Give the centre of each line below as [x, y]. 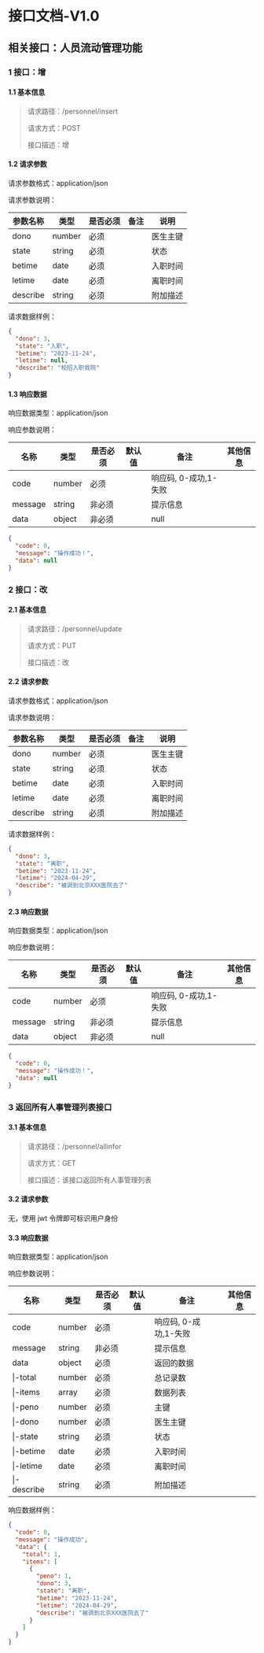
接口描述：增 [48, 144]
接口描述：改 [48, 662]
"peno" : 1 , [54, 1576]
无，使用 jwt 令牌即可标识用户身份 [63, 1218]
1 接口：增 [27, 72]
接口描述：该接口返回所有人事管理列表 [89, 1180]
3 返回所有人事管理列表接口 [60, 1107]
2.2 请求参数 [28, 682]
